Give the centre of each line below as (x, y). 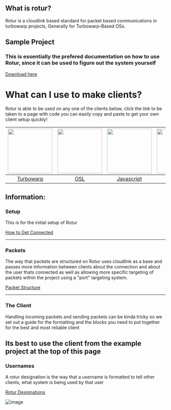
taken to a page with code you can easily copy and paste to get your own (82, 114)
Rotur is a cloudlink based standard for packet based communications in (81, 20)
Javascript (130, 179)
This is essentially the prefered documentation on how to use (82, 57)
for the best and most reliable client (42, 327)
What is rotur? (28, 8)
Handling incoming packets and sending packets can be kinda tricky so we (84, 317)
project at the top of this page (53, 352)
